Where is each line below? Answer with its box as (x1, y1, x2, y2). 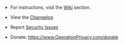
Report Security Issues (10, 24, 58, 30)
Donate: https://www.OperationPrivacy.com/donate (10, 34, 119, 40)
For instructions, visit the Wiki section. (10, 5, 91, 10)
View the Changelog (10, 14, 53, 20)
